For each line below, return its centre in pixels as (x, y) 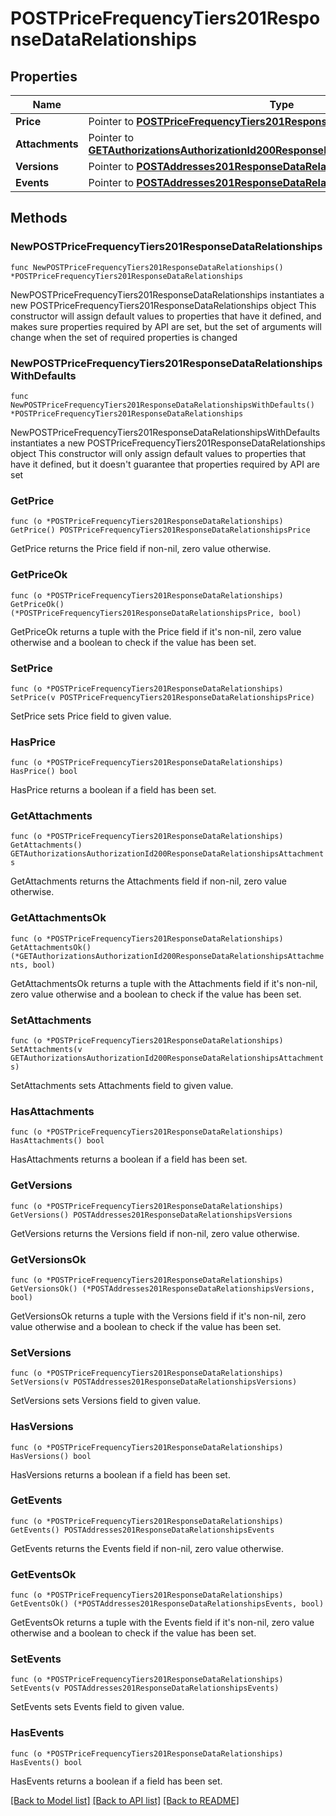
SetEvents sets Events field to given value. (97, 1707)
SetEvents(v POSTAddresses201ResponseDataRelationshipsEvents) (145, 1688)
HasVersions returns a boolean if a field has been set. (120, 1474)
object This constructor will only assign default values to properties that (158, 453)
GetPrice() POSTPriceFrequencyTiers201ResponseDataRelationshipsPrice (160, 530)
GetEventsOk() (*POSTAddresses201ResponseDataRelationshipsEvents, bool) (167, 1604)
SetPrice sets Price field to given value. (91, 716)
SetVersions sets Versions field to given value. (106, 1401)
